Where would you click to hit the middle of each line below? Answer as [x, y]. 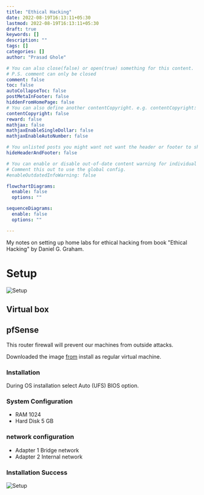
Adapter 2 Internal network [49, 457]
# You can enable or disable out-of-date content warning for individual [102, 164]
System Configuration [39, 401]
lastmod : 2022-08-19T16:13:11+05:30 [53, 23]
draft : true [21, 29]
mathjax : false [25, 125]
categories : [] [25, 52]
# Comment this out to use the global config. [66, 169]
